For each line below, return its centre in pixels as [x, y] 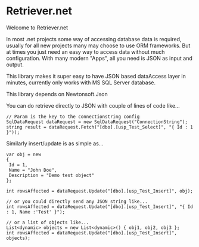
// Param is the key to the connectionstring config [73, 117]
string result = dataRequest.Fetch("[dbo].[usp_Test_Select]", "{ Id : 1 [100, 127]
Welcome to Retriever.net [37, 28]
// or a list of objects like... [48, 222]
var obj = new [24, 154]
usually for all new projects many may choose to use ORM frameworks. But [98, 45]
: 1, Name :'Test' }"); [36, 212]
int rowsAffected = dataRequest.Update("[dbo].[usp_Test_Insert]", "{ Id [100, 207]
